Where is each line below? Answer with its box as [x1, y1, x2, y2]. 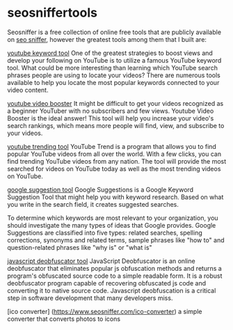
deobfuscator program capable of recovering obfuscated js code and [7, 278, 207, 287]
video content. [7, 86, 49, 94]
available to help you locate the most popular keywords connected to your [7, 78, 220, 86]
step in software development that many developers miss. [7, 294, 173, 302]
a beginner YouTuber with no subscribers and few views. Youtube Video [7, 107, 214, 115]
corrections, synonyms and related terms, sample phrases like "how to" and [7, 235, 225, 244]
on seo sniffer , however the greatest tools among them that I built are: [7, 35, 207, 43]
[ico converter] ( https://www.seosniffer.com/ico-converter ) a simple [7, 307, 202, 315]
